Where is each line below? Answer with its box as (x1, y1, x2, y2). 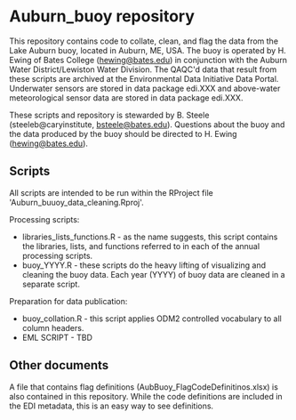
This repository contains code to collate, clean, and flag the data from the (9, 36, 278, 46)
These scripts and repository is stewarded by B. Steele (9, 109, 210, 120)
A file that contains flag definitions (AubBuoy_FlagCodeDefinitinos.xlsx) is (9, 381, 278, 392)
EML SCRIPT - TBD (21, 332, 93, 343)
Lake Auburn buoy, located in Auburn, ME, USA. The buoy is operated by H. (9, 44, 286, 55)
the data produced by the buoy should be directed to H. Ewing (9, 128, 237, 139)
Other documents (9, 358, 109, 373)
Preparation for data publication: (9, 295, 128, 306)
